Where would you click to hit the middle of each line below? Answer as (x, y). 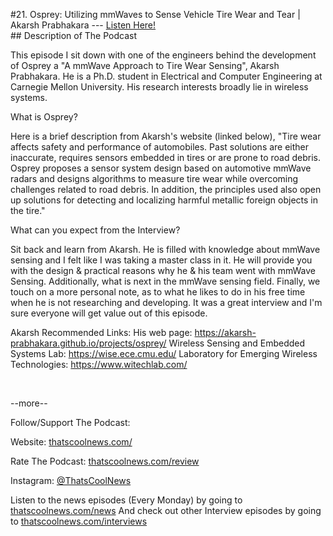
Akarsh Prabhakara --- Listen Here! (83, 25)
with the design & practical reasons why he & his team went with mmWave (163, 270)
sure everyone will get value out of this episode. (109, 313)
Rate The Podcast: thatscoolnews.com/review (105, 461)
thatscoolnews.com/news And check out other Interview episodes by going (166, 510)
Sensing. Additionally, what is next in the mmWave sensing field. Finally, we (165, 281)
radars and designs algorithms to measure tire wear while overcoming (154, 178)
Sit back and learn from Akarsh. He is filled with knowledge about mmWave (165, 249)
